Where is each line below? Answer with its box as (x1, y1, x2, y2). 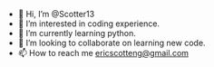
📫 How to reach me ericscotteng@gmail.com (17, 48, 189, 58)
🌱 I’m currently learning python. (17, 28, 136, 38)
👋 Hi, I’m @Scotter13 (17, 9, 95, 19)
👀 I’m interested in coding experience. (17, 18, 160, 29)
